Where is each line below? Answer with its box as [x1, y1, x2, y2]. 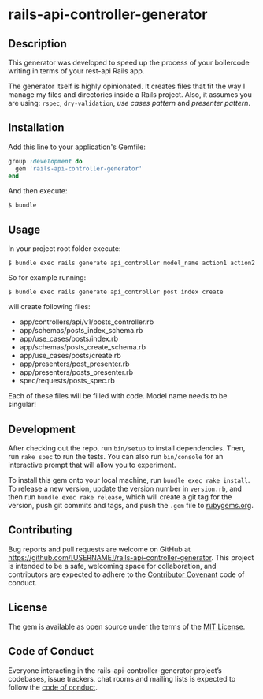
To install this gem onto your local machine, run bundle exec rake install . [8, 476, 250, 485]
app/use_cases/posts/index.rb [19, 334, 119, 344]
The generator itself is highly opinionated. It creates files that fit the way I [8, 81, 246, 91]
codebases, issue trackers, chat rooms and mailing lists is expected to [8, 674, 236, 683]
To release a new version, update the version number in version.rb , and [8, 484, 243, 494]
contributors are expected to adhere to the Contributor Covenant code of [8, 570, 246, 579]
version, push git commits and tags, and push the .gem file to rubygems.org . [8, 501, 254, 510]
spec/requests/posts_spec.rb [19, 376, 116, 386]
